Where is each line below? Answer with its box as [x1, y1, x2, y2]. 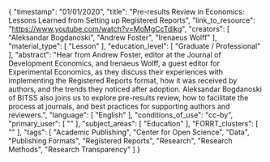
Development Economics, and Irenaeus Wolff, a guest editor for [8, 58, 221, 68]
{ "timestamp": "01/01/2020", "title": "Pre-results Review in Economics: [8, 7, 245, 16]
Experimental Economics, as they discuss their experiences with [8, 67, 223, 76]
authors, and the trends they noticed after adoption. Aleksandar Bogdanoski [8, 84, 262, 94]
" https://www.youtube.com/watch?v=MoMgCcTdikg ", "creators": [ [8, 24, 230, 33]
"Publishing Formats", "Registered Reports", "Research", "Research [8, 136, 233, 145]
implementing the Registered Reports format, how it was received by [8, 76, 238, 85]
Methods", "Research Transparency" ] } [8, 145, 140, 154]
